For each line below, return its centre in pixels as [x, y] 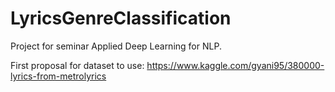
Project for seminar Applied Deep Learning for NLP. [116, 46]
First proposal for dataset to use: [77, 65]
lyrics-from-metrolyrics [58, 76]
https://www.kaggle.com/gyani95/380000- [235, 65]
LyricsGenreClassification [121, 18]
